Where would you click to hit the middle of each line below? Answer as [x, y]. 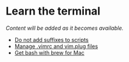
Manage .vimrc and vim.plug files [56, 46]
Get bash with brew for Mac [49, 52]
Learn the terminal [53, 11]
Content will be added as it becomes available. [65, 28]
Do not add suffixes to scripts [51, 40]
